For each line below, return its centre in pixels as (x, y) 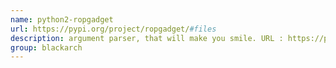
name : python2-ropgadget (62, 19)
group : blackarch (46, 47)
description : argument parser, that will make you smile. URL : (147, 38)
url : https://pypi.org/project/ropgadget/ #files (113, 29)
